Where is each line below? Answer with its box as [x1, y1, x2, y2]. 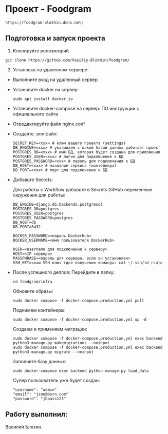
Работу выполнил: [5, 410, 68, 419]
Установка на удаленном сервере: [12, 66, 89, 72]
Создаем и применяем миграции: [12, 326, 87, 332]
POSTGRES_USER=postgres [12, 211, 64, 216]
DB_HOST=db [12, 220, 36, 225]
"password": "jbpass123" [12, 396, 66, 401]
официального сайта [12, 111, 58, 117]
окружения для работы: [12, 192, 65, 198]
